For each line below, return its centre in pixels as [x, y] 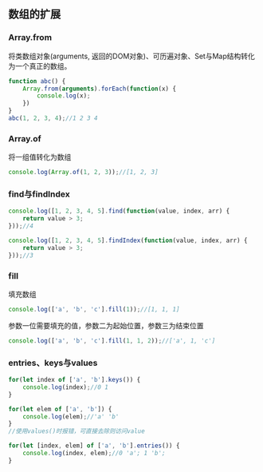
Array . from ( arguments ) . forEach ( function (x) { [100, 89]
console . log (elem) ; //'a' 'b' [71, 416]
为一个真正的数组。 [40, 65]
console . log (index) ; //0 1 [66, 387]
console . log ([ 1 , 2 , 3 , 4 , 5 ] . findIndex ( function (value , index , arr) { [128, 241]
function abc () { [37, 81]
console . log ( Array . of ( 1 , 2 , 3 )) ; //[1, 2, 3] [83, 173]
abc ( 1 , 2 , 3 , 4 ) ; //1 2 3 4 [53, 118]
